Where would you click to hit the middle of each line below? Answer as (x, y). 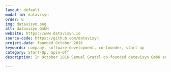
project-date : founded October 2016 (44, 43)
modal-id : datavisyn (27, 15)
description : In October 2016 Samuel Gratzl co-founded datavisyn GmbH (83, 57)
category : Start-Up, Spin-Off (37, 52)
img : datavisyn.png (26, 24)
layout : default (22, 10)
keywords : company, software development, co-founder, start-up (75, 48)
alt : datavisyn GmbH (27, 29)
